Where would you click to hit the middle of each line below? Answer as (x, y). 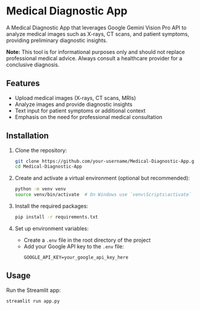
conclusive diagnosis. (33, 65)
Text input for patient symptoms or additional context (80, 110)
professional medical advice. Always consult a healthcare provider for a (94, 58)
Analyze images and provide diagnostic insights (73, 104)
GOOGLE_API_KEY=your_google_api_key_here (76, 257)
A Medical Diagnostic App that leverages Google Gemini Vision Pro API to (96, 28)
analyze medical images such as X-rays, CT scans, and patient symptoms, (98, 34)
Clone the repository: (41, 150)
